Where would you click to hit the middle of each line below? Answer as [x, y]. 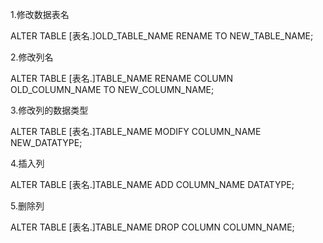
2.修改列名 [32, 57]
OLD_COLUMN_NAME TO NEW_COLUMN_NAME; [112, 89]
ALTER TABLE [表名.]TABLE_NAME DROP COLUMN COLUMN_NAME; [152, 227]
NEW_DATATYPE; [46, 142]
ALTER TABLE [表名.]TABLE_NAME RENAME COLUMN [121, 78]
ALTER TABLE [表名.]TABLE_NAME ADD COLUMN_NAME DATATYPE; [152, 184]
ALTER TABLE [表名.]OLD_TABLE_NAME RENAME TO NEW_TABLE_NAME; [162, 36]
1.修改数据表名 [40, 14]
